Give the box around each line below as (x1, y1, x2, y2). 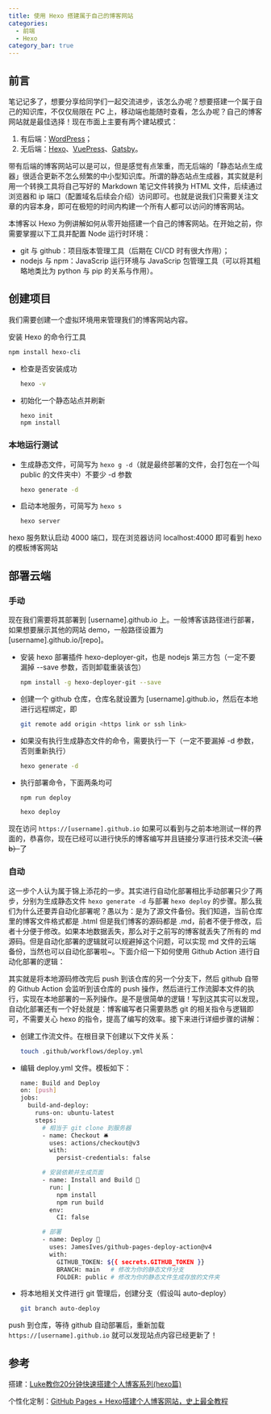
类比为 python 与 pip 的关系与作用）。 (34, 265, 157, 275)
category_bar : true (8, 42, 74, 50)
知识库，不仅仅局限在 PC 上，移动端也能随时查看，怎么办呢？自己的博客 (22, 106, 263, 116)
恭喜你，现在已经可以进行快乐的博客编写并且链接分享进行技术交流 (29, 834, 248, 844)
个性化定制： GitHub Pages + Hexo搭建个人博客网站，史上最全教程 (8, 1396, 228, 1406)
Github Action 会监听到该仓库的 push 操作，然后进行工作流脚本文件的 (17, 983, 248, 993)
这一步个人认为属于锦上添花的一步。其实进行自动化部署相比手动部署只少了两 (8, 886, 263, 895)
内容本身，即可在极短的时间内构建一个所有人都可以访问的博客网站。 (22, 201, 248, 211)
